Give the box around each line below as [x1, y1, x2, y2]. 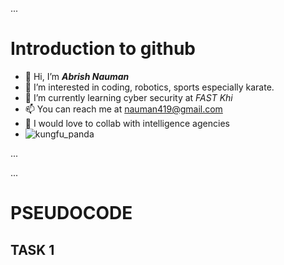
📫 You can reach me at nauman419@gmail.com [24, 103, 223, 115]
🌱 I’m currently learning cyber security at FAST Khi [24, 91, 233, 103]
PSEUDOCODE [10, 202, 133, 225]
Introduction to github [10, 38, 196, 60]
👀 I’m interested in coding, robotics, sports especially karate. [24, 81, 275, 93]
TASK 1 [10, 241, 55, 258]
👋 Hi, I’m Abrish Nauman [24, 70, 130, 82]
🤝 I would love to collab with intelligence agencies [24, 117, 230, 129]
